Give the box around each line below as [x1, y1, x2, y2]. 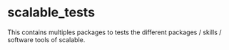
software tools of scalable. [7, 35, 86, 44]
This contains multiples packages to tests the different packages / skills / [7, 28, 222, 36]
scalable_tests [7, 4, 95, 21]
